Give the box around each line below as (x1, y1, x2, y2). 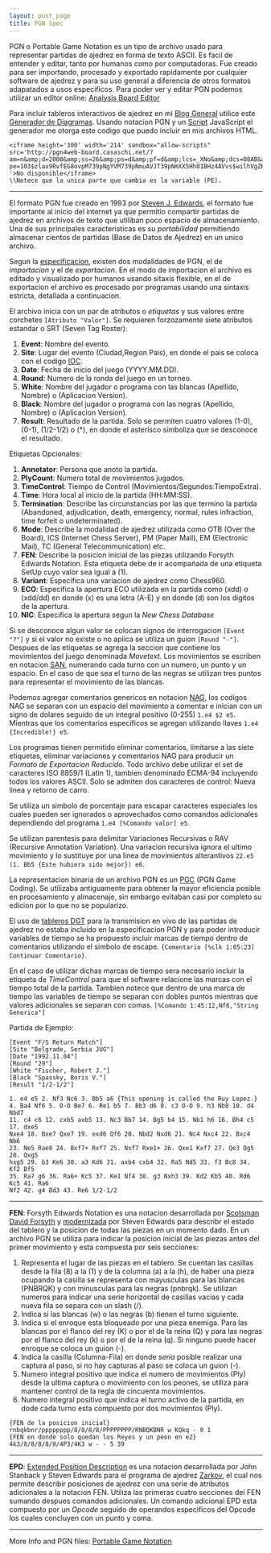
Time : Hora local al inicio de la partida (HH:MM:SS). (20, 490, 192, 499)
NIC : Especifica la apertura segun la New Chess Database (20, 610, 215, 619)
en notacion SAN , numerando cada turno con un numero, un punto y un (9, 660, 247, 669)
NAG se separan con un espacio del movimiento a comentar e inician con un (9, 701, 262, 710)
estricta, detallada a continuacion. (9, 291, 121, 300)
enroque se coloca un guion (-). (20, 1343, 127, 1353)
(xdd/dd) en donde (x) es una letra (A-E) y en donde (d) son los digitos (20, 593, 255, 603)
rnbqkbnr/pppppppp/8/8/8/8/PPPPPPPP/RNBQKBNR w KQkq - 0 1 (9, 1426, 211, 1434)
